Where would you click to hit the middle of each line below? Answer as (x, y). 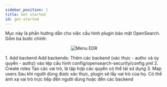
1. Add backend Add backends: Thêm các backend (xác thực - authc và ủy (82, 58)
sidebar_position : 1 (27, 10)
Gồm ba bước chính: (26, 38)
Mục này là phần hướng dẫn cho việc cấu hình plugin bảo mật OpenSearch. (83, 33)
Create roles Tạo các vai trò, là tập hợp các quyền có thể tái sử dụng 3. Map (83, 68)
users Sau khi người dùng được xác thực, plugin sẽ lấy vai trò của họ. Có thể (84, 74)
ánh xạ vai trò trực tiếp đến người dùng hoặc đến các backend (69, 79)
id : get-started (22, 19)
